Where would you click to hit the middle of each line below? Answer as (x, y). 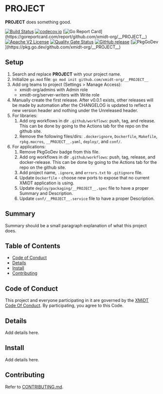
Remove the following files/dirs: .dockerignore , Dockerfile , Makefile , (88, 136)
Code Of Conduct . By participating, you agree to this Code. (64, 306)
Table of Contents (33, 246)
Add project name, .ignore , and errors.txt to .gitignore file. (81, 172)
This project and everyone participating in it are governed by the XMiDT (77, 300)
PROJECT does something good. (38, 22)
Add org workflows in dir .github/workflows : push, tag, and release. (87, 120)
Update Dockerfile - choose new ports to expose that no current (84, 177)
